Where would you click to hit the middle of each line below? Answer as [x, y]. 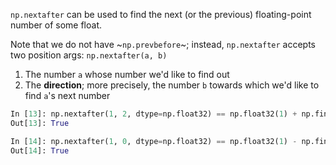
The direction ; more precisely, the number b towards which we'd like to [172, 85]
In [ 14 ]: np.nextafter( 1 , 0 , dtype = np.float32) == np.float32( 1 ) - [154, 141]
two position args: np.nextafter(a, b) [89, 55]
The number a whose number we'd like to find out [127, 74]
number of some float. [56, 25]
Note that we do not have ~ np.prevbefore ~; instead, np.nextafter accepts [163, 44]
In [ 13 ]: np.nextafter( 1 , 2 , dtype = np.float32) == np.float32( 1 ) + [154, 114]
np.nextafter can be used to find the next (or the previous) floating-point [161, 14]
